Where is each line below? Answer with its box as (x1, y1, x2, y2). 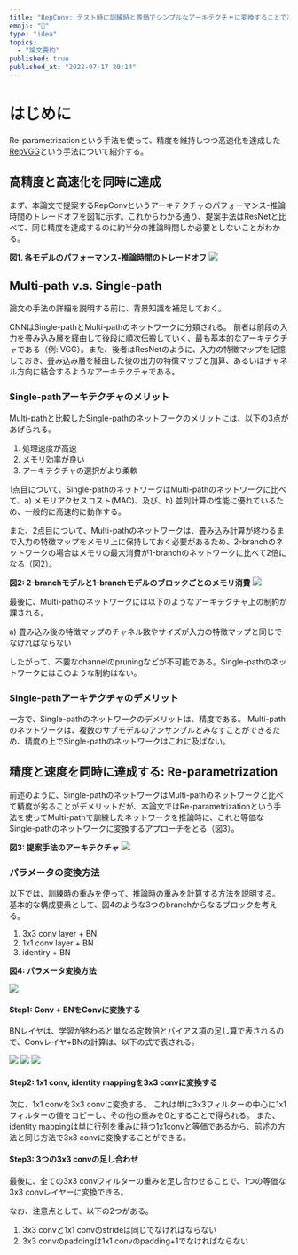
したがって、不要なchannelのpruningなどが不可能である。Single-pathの (9, 656, 271, 667)
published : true (9, 54, 69, 63)
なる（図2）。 (9, 558, 58, 569)
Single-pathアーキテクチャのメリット (9, 390, 170, 403)
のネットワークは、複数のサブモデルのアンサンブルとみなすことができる (9, 725, 273, 736)
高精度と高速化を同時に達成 (9, 174, 161, 189)
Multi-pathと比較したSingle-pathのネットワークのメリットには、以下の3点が (9, 413, 289, 423)
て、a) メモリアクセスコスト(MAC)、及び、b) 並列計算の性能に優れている (9, 495, 277, 505)
